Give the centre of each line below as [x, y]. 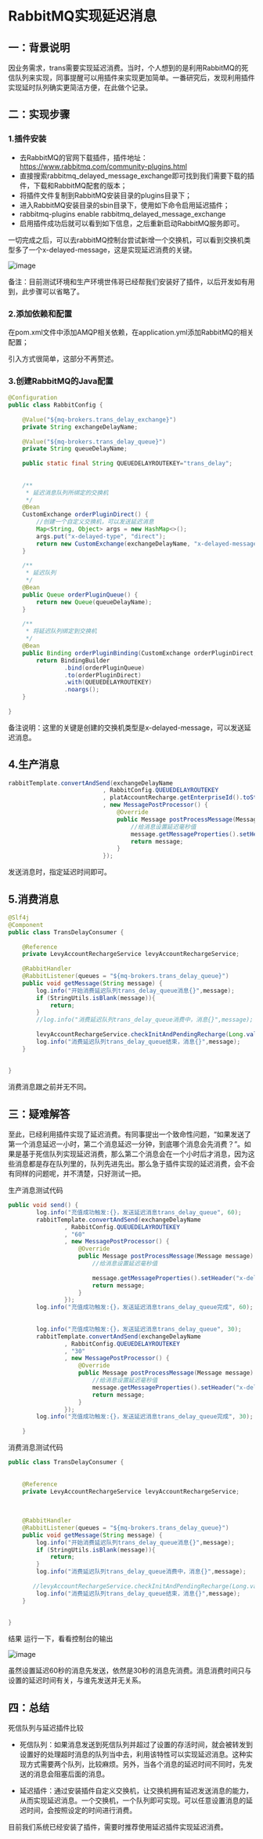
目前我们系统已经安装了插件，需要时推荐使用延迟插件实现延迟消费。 [118, 1827]
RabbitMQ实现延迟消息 [83, 16]
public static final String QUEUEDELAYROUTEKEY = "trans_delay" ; [128, 464]
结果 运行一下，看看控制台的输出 [61, 1639]
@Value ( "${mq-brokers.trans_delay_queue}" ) [94, 442]
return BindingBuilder [73, 660]
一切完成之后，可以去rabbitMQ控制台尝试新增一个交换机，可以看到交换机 [126, 239]
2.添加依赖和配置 [40, 313]
